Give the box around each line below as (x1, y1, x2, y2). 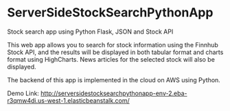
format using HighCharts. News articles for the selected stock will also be (7, 55, 215, 63)
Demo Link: (7, 89, 40, 97)
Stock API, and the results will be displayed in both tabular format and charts (7, 48, 224, 56)
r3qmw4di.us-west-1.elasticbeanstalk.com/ (7, 96, 130, 104)
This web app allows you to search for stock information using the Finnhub (7, 40, 218, 49)
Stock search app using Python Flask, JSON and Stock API (7, 27, 174, 36)
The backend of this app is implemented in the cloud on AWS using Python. (7, 75, 221, 84)
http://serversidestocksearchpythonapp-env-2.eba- (41, 89, 187, 97)
